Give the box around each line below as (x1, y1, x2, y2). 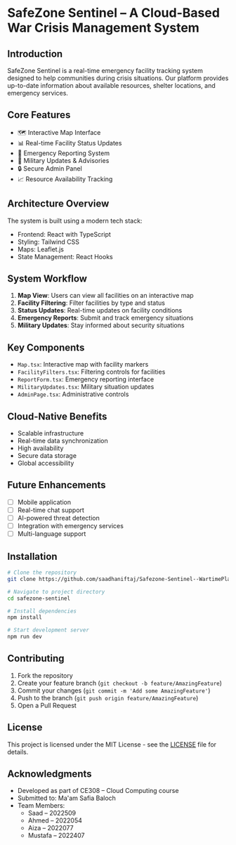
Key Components (7, 341, 85, 353)
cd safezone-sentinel (7, 595, 71, 602)
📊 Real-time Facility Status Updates (17, 138, 122, 147)
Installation (7, 550, 58, 563)
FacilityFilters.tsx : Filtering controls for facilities (17, 367, 166, 376)
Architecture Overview (7, 198, 110, 210)
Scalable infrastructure (17, 429, 84, 438)
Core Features (7, 109, 71, 121)
